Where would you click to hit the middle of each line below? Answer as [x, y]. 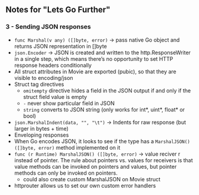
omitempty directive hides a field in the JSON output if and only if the [107, 90]
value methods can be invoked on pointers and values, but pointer [95, 166]
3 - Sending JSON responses [48, 27]
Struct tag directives [39, 84]
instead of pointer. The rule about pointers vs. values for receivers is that [103, 160]
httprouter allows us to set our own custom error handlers [85, 185]
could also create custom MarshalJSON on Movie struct [92, 179]
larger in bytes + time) [41, 128]
